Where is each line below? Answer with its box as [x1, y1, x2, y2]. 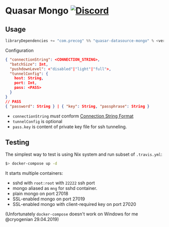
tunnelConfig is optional [12, 118, 63, 124]
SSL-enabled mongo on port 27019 [12, 196, 86, 202]
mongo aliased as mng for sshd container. [12, 185, 98, 191]
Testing [5, 138, 30, 147]
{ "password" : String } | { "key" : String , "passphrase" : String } [5, 103, 150, 109]
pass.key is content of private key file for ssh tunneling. [12, 124, 127, 130]
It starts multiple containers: [5, 170, 63, 176]
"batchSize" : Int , [10, 62, 49, 67]
